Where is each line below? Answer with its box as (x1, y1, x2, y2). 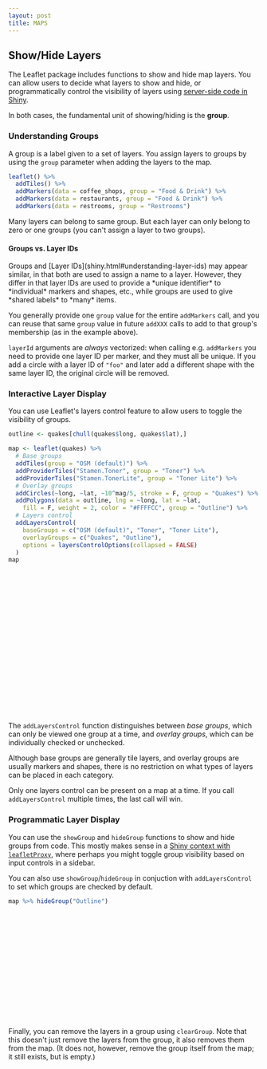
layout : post (8, 11, 52, 20)
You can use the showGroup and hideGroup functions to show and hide (8, 832, 235, 842)
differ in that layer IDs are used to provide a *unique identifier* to (8, 278, 222, 288)
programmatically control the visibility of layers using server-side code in (8, 87, 249, 97)
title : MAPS (8, 19, 48, 27)
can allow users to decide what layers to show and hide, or (8, 78, 202, 88)
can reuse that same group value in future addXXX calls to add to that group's (8, 319, 257, 329)
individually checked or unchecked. (8, 738, 125, 748)
